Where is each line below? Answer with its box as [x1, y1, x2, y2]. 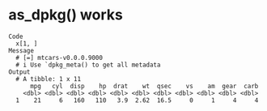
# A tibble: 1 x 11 [15, 75, 82, 83]
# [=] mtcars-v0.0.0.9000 [15, 53, 104, 62]
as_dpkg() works [8, 6, 123, 24]
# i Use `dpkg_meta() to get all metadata [15, 61, 161, 69]
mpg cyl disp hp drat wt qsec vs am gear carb [29, 82, 259, 90]
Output [8, 67, 31, 76]
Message [8, 46, 35, 54]
